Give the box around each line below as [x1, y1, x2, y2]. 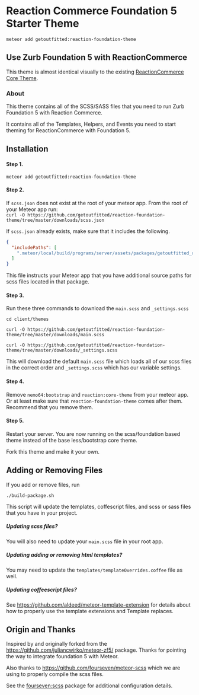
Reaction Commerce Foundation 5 [6, 4, 178, 18]
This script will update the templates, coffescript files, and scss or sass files [6, 503, 191, 510]
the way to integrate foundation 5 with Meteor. [6, 653, 120, 660]
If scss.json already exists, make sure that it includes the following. [6, 227, 170, 235]
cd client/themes [6, 316, 49, 323]
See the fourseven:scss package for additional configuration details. [6, 682, 173, 689]
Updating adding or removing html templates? [6, 551, 123, 559]
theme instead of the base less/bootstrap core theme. [6, 436, 137, 444]
